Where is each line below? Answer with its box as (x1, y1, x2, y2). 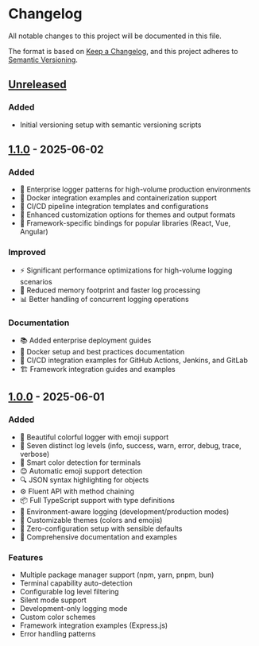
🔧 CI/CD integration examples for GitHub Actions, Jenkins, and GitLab (19, 355, 249, 365)
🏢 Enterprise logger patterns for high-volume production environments (19, 184, 252, 195)
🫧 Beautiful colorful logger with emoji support (19, 432, 169, 442)
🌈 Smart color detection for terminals (19, 458, 141, 467)
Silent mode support (19, 595, 87, 605)
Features (8, 551, 44, 563)
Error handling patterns (19, 629, 96, 638)
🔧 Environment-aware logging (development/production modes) (19, 506, 230, 516)
